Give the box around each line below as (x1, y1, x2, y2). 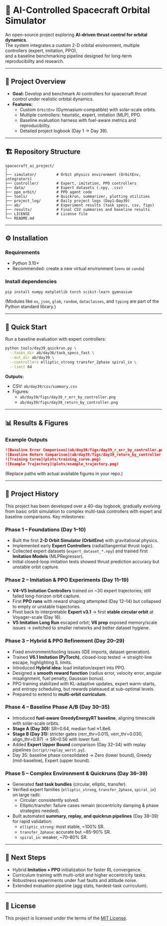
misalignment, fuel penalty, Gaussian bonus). (12, 675, 105, 681)
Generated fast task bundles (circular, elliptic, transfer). (12, 781, 127, 787)
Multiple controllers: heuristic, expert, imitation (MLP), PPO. (19, 112, 142, 118)
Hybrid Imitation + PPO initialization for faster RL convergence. (12, 867, 142, 873)
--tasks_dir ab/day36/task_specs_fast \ (9, 351, 94, 356)
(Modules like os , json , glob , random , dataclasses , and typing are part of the (5, 298, 160, 304)
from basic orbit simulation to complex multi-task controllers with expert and (5, 508, 162, 514)
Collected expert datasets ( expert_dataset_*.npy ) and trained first (12, 548, 148, 554)
